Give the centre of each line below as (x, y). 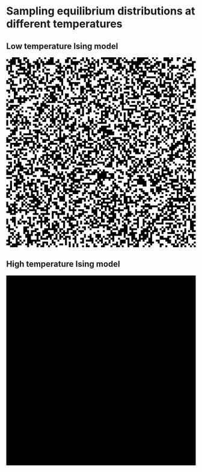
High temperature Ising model (63, 264)
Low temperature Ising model (62, 46)
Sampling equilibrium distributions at (101, 11)
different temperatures (64, 24)
